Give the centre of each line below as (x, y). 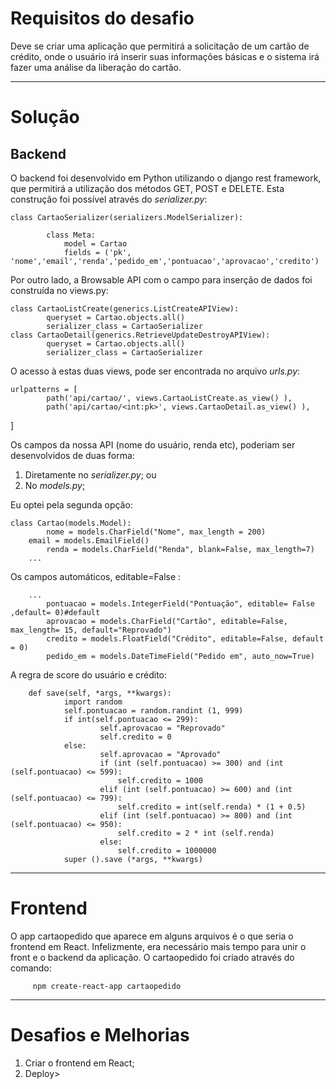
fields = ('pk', (97, 252)
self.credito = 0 (135, 737)
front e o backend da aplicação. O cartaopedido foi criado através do (152, 957)
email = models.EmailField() (89, 540)
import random (93, 702)
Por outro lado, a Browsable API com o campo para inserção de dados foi (161, 279)
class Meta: (71, 235)
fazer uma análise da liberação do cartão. (96, 67)
